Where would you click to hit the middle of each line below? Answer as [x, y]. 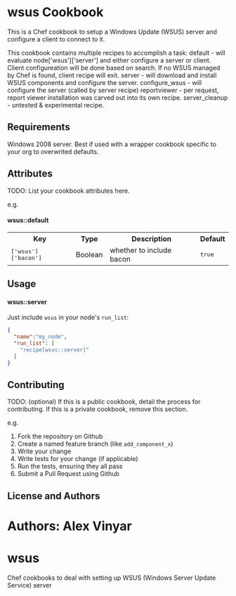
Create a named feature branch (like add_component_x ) [95, 444]
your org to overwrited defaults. [53, 151]
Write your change [44, 451]
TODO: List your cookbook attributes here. [68, 190]
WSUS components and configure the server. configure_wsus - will [105, 82]
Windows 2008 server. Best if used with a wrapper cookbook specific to [112, 144]
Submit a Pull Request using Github [68, 474]
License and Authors [54, 496]
